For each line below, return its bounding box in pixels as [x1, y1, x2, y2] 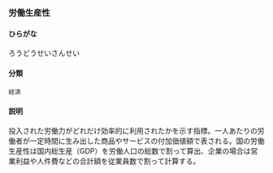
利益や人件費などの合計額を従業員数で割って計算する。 [15, 156, 201, 166]
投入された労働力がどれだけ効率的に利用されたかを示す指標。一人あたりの [8, 125, 258, 135]
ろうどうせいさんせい [8, 49, 80, 58]
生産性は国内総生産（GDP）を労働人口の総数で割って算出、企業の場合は [8, 146, 251, 155]
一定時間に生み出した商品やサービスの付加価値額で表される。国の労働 [29, 136, 265, 146]
